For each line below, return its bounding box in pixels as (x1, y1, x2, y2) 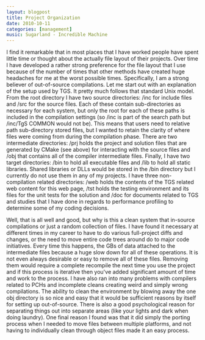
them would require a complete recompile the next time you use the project (6, 262, 195, 269)
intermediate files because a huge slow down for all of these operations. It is (6, 249, 198, 256)
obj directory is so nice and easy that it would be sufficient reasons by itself (6, 294, 196, 301)
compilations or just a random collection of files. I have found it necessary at (6, 223, 198, 230)
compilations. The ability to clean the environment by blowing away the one (6, 288, 196, 295)
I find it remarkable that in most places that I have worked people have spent (6, 48, 199, 56)
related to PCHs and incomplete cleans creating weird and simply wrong (6, 281, 188, 289)
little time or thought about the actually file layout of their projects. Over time (6, 55, 198, 62)
